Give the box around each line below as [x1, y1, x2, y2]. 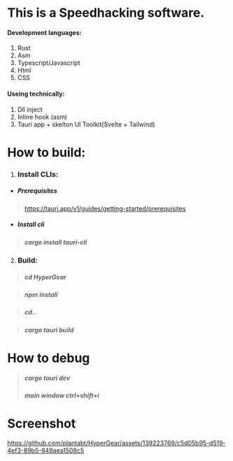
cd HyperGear [24, 272, 67, 281]
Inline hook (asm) [17, 112, 68, 121]
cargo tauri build [24, 325, 75, 334]
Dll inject [17, 105, 43, 113]
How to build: [7, 145, 86, 160]
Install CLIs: [17, 169, 59, 179]
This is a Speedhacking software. [7, 5, 204, 21]
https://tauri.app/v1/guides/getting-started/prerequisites [24, 204, 186, 212]
